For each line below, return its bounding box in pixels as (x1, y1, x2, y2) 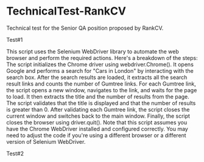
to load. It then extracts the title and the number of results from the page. (6, 93, 190, 100)
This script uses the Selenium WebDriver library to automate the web (6, 47, 180, 55)
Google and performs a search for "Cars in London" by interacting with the (6, 67, 194, 74)
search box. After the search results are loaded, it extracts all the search (6, 73, 188, 81)
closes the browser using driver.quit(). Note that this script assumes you (6, 118, 188, 126)
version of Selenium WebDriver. (6, 138, 86, 145)
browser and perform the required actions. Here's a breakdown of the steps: (6, 54, 198, 61)
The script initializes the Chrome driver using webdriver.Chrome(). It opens (6, 61, 194, 68)
